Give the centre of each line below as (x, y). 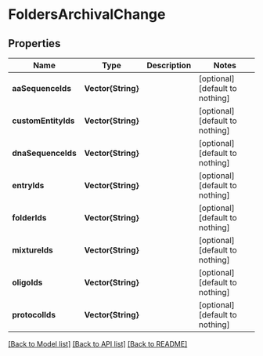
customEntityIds (43, 121)
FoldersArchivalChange (87, 15)
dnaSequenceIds (44, 153)
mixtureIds (32, 250)
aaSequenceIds (42, 88)
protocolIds (34, 315)
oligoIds (27, 282)
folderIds (29, 218)
